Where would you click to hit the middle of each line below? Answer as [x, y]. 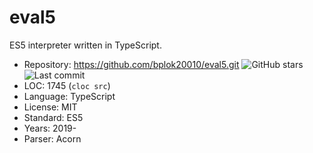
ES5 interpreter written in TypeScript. [85, 45]
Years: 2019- [50, 128]
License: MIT [50, 107]
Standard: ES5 [53, 117]
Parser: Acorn [52, 138]
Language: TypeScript [69, 96]
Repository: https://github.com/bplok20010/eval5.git [131, 64]
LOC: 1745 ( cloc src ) [67, 85]
